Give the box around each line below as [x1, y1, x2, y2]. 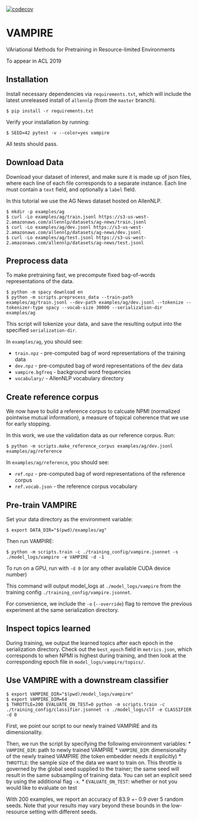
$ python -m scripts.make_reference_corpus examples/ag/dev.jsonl [6, 443, 173, 450]
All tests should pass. [6, 140, 58, 147]
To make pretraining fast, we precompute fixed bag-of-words [6, 271, 155, 278]
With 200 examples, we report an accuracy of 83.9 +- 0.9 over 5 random [6, 796, 184, 803]
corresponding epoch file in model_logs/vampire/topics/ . [6, 658, 145, 665]
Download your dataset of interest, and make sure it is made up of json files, [6, 173, 192, 180]
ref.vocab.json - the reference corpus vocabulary [14, 483, 138, 490]
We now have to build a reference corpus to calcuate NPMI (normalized [6, 408, 180, 415]
